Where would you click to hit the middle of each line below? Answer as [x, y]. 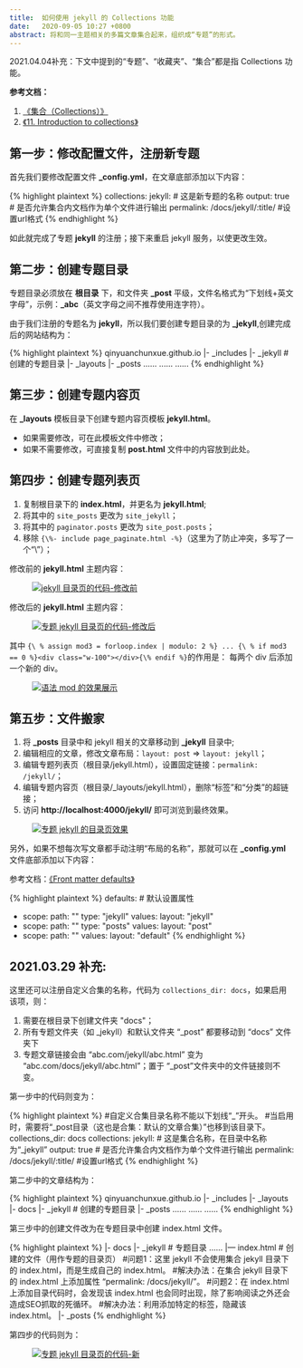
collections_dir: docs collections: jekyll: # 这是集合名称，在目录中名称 [138, 1139]
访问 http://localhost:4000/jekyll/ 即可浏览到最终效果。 [128, 810]
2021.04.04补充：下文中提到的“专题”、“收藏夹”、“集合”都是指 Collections [146, 62]
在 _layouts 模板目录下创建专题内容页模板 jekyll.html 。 [113, 419]
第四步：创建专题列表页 [75, 481]
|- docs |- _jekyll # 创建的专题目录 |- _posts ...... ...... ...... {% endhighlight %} [151, 1209]
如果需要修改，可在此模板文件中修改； [94, 438]
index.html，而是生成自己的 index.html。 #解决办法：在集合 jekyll [141, 1270]
